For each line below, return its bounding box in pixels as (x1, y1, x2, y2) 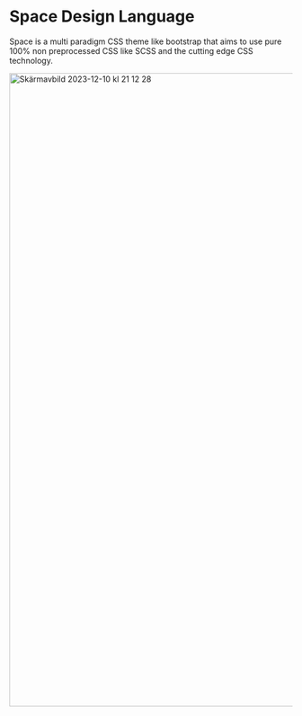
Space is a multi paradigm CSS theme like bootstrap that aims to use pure (9, 36, 282, 47)
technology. (9, 55, 54, 66)
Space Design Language (9, 6, 195, 27)
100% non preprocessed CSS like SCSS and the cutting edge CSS (9, 45, 253, 56)
